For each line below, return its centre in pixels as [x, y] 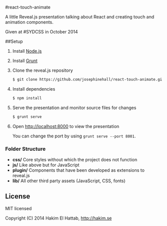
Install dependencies [34, 89]
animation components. [29, 22]
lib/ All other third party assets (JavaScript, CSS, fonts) [69, 181]
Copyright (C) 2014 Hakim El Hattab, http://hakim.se [59, 218]
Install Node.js [27, 51]
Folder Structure [25, 149]
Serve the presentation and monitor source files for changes [74, 108]
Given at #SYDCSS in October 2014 [42, 32]
